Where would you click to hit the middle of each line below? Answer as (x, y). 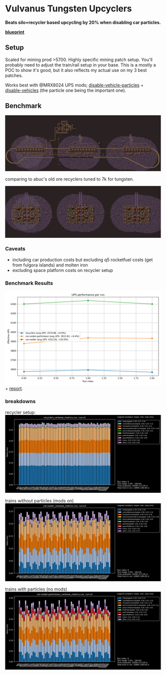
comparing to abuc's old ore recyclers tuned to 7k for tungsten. (70, 179)
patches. (14, 75)
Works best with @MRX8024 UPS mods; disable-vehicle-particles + (74, 85)
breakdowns (21, 402)
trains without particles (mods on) (40, 501)
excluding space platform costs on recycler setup (62, 270)
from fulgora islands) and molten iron (50, 265)
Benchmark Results (29, 283)
